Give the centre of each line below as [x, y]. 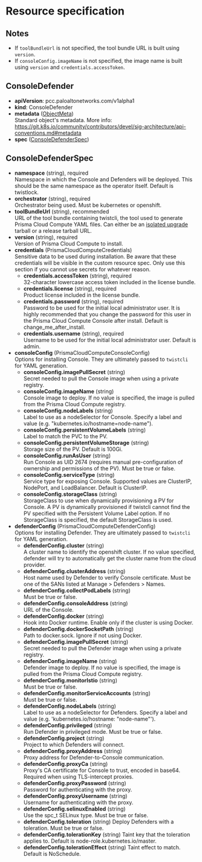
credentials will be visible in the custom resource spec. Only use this [100, 263]
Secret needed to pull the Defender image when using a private [103, 648]
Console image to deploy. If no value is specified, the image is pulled [109, 398]
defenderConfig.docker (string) [64, 616]
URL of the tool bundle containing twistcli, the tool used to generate [99, 218]
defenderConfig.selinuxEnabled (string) [74, 809]
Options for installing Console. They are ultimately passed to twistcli [101, 359]
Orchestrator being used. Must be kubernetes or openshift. [88, 205]
